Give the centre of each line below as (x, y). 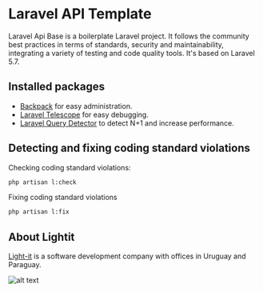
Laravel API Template (80, 14)
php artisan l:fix (39, 212)
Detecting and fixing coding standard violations (129, 148)
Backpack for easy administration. (76, 106)
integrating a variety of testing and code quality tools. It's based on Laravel (132, 53)
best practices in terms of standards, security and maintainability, (116, 44)
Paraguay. (25, 265)
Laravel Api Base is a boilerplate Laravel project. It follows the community (129, 36)
